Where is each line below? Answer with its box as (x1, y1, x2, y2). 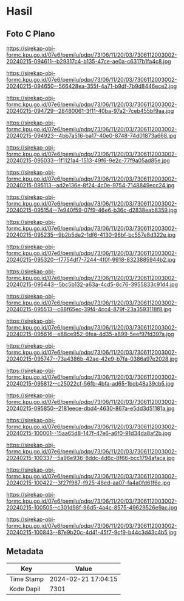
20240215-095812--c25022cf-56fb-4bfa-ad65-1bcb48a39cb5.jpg (6, 380, 174, 387)
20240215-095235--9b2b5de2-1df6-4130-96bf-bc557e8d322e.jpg (6, 231, 176, 239)
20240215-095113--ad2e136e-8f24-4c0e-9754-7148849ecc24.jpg (6, 182, 175, 189)
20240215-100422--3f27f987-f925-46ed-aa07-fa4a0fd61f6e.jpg (6, 479, 171, 486)
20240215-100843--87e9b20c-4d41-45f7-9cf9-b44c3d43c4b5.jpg (6, 529, 177, 536)
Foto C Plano (6, 29, 55, 39)
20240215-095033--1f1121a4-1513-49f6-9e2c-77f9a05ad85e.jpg (6, 157, 170, 164)
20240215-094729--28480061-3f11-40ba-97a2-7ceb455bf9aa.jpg (6, 107, 174, 114)
